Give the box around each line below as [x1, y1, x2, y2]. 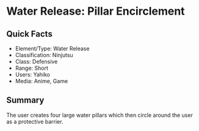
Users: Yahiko [15, 71, 51, 78]
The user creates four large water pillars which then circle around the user [6, 111, 194, 119]
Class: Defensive [15, 58, 58, 65]
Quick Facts [6, 29, 53, 39]
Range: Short [15, 64, 49, 72]
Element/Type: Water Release [15, 45, 90, 52]
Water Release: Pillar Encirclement [6, 4, 185, 18]
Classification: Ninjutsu [15, 51, 73, 59]
